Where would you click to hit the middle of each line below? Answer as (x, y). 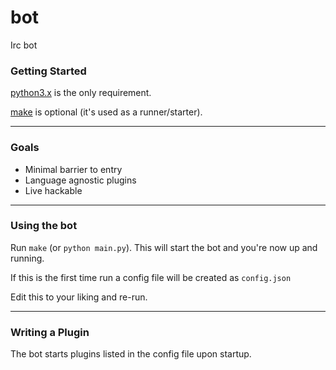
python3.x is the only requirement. (81, 93)
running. (27, 258)
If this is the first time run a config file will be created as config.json (151, 277)
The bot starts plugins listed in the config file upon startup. (131, 354)
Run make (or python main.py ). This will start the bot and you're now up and (164, 247)
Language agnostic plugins (80, 180)
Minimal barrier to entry (73, 169)
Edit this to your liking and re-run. (79, 297)
